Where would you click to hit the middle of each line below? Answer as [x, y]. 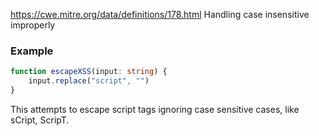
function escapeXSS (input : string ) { [89, 72]
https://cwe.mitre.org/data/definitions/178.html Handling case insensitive [160, 14]
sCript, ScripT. [40, 120]
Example [32, 51]
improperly [33, 25]
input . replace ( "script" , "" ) [89, 81]
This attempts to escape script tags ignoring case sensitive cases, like [155, 109]
